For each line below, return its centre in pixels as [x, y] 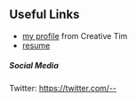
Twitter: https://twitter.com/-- [63, 88]
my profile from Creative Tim [75, 35]
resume [36, 45]
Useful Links [44, 15]
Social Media [34, 66]
